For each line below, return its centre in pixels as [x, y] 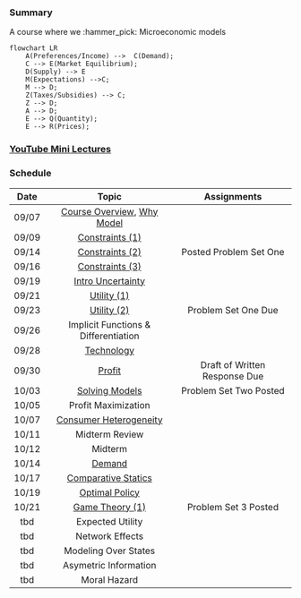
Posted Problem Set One [233, 252]
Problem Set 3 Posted [233, 507]
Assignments [233, 196]
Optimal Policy [110, 492]
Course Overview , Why [110, 211]
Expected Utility [109, 521]
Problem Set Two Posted [232, 390]
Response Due [233, 376]
